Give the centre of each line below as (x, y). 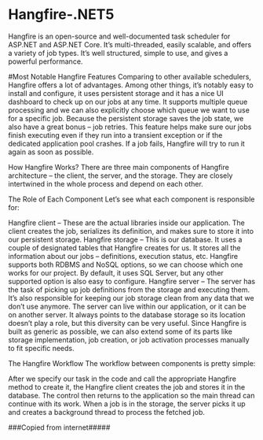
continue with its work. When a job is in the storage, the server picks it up (127, 404)
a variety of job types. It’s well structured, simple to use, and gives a (118, 53)
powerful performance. (46, 61)
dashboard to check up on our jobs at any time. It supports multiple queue (128, 102)
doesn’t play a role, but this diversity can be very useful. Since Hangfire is (128, 323)
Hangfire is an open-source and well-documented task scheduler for (119, 36)
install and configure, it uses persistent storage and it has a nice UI (116, 93)
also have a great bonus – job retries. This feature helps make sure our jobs (130, 127)
